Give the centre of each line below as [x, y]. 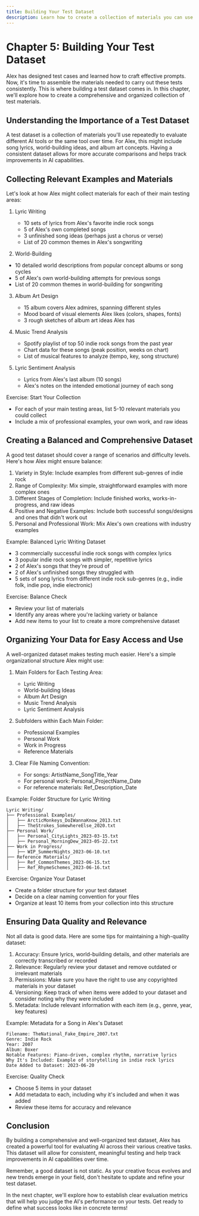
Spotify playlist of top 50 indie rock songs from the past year [98, 343]
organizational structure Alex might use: [55, 660]
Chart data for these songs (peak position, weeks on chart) [96, 350]
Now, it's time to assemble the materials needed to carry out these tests [94, 83]
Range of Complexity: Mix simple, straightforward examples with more [101, 485]
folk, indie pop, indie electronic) [54, 585]
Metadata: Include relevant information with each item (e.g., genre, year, [103, 1005]
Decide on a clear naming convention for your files [77, 896]
